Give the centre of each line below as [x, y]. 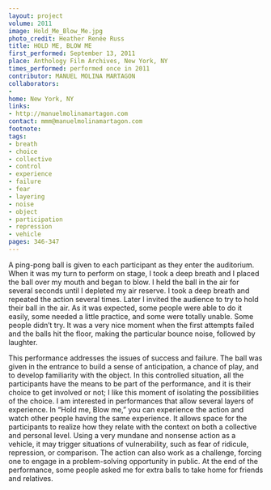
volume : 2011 [30, 23]
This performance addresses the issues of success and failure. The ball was [135, 358]
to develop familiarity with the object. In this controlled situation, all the [126, 375]
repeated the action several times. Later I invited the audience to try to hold [133, 299]
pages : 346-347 [34, 242]
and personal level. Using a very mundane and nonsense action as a [122, 435]
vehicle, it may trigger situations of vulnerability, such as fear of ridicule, [129, 444]
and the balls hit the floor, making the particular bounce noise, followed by [132, 334]
